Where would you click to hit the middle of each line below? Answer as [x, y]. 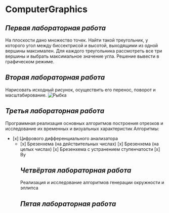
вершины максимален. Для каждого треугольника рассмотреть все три [84, 51]
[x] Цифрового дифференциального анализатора [65, 138]
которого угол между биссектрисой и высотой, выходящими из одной [82, 46]
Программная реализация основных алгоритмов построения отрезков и [84, 123]
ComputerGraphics [46, 9]
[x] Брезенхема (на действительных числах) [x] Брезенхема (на [90, 144]
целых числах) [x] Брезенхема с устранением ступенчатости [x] [90, 149]
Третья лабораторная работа [55, 111]
